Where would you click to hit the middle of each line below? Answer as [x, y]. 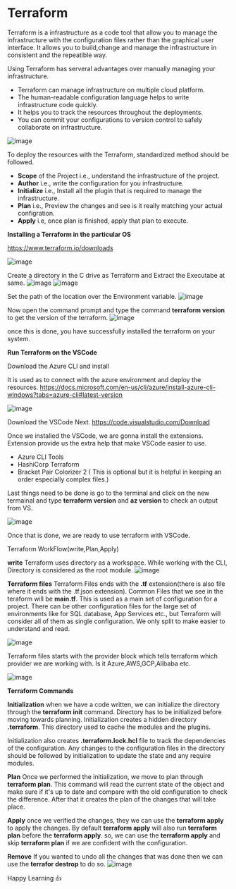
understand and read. [39, 628]
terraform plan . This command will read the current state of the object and [116, 784]
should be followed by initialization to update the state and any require [109, 755]
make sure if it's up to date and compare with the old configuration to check [117, 792]
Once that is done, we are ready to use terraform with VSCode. [99, 535]
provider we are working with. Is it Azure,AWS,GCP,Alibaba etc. [99, 663]
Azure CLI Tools [41, 457]
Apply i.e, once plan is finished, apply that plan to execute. [103, 221]
